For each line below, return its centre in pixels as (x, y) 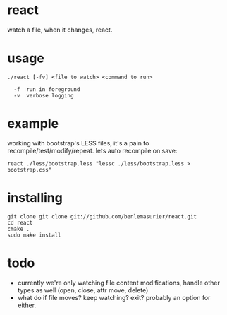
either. (27, 305)
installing (35, 198)
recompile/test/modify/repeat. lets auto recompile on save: (92, 150)
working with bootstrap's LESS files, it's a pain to (78, 143)
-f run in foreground (47, 89)
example (33, 124)
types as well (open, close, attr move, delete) (83, 290)
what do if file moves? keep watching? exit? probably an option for (114, 297)
